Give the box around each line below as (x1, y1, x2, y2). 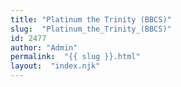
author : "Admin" (10, 42, 78, 53)
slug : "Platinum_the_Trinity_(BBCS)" (10, 24, 172, 34)
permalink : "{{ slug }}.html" (10, 52, 141, 62)
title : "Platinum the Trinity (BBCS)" (10, 14, 172, 25)
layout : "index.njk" (10, 61, 101, 71)
